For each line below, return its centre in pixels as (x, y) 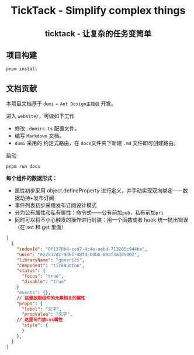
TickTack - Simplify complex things (98, 11)
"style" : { (35, 325)
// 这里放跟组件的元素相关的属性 (51, 298)
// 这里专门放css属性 (40, 320)
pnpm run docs (23, 167)
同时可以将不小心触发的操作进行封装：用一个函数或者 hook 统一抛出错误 (101, 220)
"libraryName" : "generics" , (51, 260)
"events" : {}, (34, 292)
